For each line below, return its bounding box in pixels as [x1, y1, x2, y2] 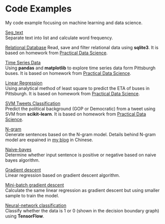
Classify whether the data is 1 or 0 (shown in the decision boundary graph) [5, 207, 159, 213]
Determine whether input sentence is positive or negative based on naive [5, 152, 156, 158]
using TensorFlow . [5, 213, 44, 219]
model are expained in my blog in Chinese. [5, 137, 93, 143]
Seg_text [5, 29, 24, 35]
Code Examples [5, 3, 72, 15]
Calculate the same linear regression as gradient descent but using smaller [5, 187, 160, 193]
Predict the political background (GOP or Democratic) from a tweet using [5, 105, 155, 111]
